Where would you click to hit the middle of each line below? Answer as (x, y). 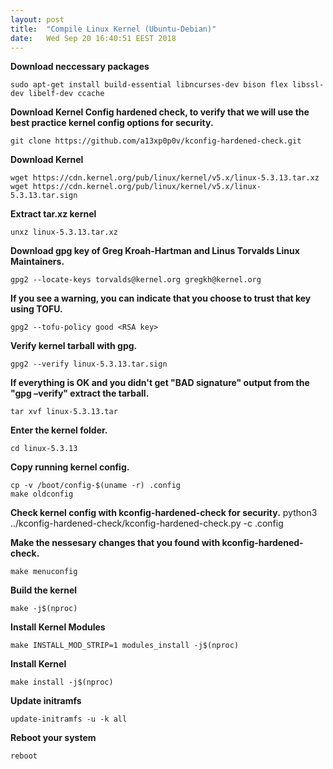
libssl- (308, 85)
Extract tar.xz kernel (53, 214)
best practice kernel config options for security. (112, 123)
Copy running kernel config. (70, 467)
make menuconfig (44, 572)
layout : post (37, 19)
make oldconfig (42, 494)
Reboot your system (53, 738)
